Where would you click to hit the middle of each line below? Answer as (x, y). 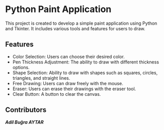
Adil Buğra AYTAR (24, 122)
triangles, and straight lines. (41, 78)
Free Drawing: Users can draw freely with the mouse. (68, 83)
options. (21, 67)
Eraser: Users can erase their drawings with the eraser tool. (74, 89)
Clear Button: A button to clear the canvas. (57, 94)
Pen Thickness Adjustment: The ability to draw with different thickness (86, 62)
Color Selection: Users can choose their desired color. (68, 56)
